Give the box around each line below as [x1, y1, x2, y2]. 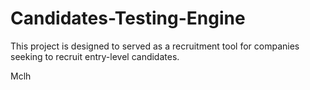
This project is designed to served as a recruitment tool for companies [10, 40, 300, 52]
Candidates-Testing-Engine [10, 7, 246, 30]
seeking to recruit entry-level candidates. [10, 50, 180, 62]
